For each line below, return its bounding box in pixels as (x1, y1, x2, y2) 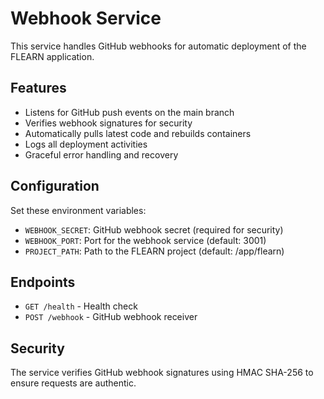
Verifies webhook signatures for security (24, 117, 193, 129)
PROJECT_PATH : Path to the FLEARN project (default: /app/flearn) (24, 245, 285, 257)
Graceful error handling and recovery (24, 148, 179, 161)
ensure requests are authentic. (10, 377, 137, 389)
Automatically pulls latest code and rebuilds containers (24, 127, 252, 139)
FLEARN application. (10, 50, 95, 62)
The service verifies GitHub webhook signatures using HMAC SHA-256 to (10, 367, 314, 379)
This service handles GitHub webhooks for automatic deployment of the (10, 40, 307, 52)
